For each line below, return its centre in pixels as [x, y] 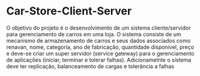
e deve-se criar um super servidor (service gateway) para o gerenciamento [100, 53]
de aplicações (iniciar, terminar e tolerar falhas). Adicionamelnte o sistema [99, 60]
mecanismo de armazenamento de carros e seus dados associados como [98, 40]
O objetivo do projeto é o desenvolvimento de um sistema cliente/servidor [98, 28]
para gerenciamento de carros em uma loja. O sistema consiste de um [94, 34]
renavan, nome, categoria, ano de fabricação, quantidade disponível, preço [100, 47]
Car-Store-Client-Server [69, 11]
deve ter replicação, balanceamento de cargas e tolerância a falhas [90, 66]
